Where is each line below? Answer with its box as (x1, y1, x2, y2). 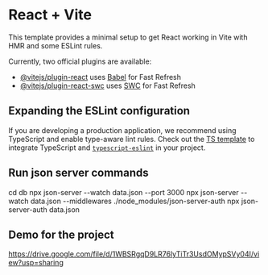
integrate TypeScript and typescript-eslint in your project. (8, 143, 206, 152)
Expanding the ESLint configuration (8, 104, 191, 118)
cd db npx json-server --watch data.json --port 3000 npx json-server (8, 187, 239, 197)
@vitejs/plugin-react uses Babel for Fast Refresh (19, 72, 182, 81)
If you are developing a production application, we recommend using (8, 125, 237, 135)
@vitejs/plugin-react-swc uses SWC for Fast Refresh (19, 81, 196, 90)
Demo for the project (8, 227, 114, 241)
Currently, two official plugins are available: (8, 56, 152, 66)
